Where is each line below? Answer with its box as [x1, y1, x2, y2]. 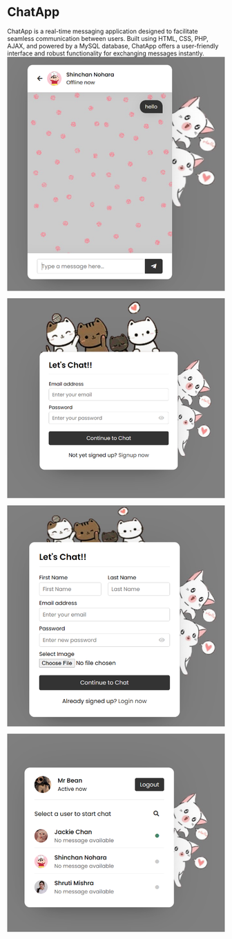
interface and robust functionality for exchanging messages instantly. [7, 49, 205, 57]
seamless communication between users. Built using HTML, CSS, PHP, [7, 34, 209, 42]
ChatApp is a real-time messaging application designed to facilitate [7, 27, 198, 35]
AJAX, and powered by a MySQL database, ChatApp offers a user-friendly [7, 42, 219, 50]
